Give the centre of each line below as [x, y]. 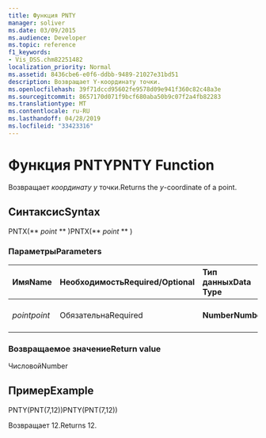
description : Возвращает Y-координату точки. [84, 82]
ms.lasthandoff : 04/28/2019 [55, 119]
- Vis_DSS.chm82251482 [46, 60]
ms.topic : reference [42, 45]
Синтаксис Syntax [54, 212]
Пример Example [51, 391]
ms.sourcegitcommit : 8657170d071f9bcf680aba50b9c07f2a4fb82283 [115, 97]
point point [31, 315]
